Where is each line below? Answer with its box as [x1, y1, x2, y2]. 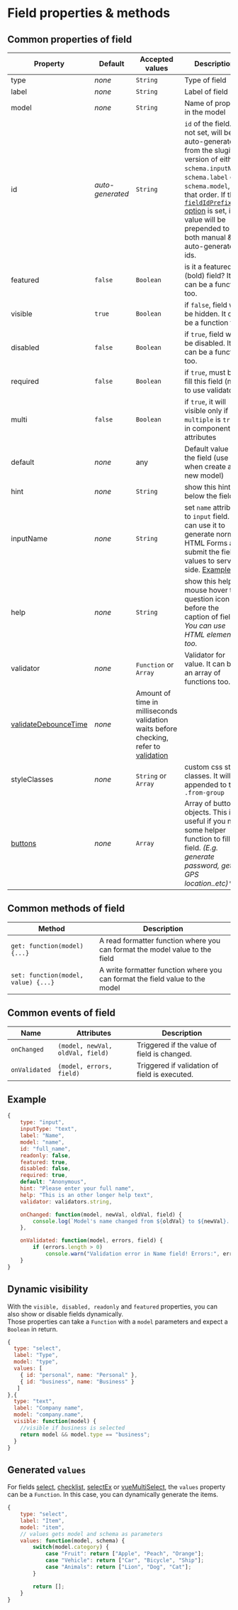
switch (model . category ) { [33, 1544, 110, 1551]
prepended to [183, 224, 230, 233]
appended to [183, 780, 227, 790]
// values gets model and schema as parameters [20, 1530, 163, 1537]
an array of [183, 668, 221, 677]
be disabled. [183, 338, 225, 348]
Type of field [183, 75, 227, 85]
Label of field [183, 87, 228, 97]
